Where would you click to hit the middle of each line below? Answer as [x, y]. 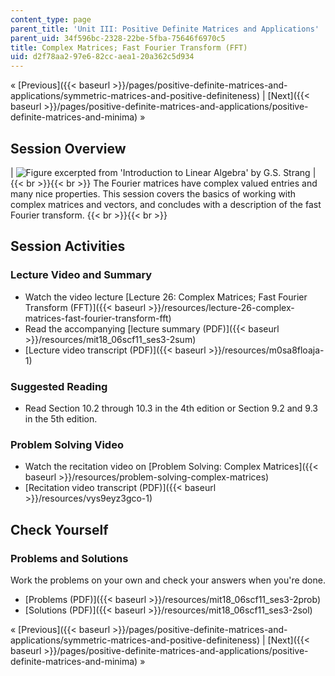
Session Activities [68, 246]
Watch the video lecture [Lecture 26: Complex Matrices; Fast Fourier [166, 297]
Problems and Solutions [69, 558]
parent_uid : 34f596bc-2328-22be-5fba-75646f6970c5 [118, 38]
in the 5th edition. [61, 418]
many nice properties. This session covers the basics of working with [153, 193]
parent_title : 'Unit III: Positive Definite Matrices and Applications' [165, 29]
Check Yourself [59, 529]
